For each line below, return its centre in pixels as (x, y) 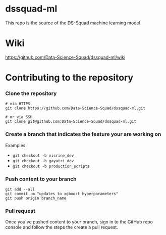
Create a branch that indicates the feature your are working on (83, 134)
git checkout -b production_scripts (51, 166)
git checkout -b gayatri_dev (43, 161)
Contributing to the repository (69, 78)
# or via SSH (19, 117)
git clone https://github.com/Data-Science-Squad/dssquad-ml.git (75, 108)
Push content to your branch (41, 179)
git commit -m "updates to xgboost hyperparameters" (62, 194)
